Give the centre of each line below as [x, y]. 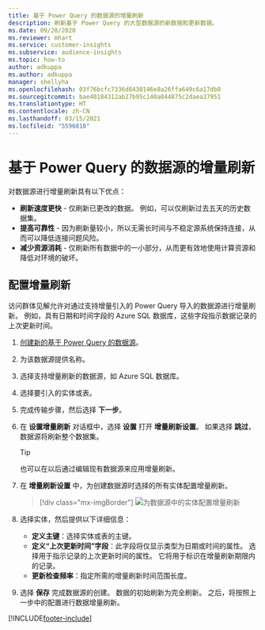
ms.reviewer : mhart [40, 38]
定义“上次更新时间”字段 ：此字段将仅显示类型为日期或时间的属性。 [139, 546]
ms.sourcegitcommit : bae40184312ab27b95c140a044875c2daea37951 [115, 97]
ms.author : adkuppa [40, 74]
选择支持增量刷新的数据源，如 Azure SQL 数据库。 [102, 376]
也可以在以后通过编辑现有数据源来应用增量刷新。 [99, 468]
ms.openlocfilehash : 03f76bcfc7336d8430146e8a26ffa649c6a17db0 [115, 89]
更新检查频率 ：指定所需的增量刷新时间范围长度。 [111, 575]
